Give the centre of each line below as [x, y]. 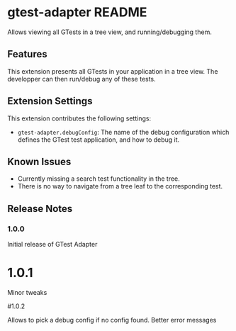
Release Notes [40, 209]
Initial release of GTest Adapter [52, 245]
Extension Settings [50, 101]
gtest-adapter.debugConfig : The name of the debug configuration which [123, 132]
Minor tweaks [27, 292]
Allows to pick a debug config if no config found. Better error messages [112, 320]
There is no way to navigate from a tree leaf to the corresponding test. [120, 186]
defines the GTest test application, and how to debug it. [99, 140]
